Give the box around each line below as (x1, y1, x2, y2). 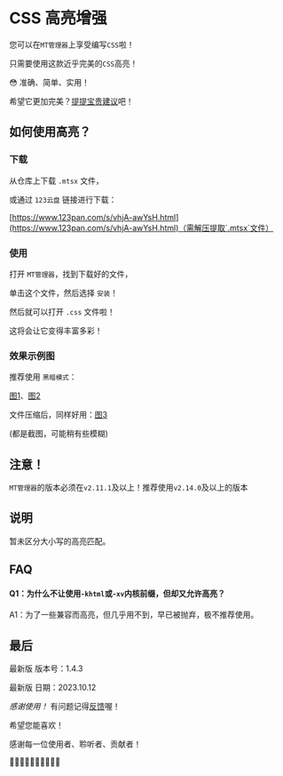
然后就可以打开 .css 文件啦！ (9, 306, 115, 316)
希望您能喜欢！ (9, 720, 64, 731)
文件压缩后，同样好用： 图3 (9, 410, 108, 420)
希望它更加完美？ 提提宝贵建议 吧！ (9, 95, 134, 107)
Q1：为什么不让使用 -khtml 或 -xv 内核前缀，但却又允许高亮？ (9, 588, 226, 598)
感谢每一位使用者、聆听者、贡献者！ (9, 739, 142, 749)
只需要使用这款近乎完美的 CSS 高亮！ (9, 58, 138, 68)
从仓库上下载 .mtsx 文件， (9, 175, 104, 186)
